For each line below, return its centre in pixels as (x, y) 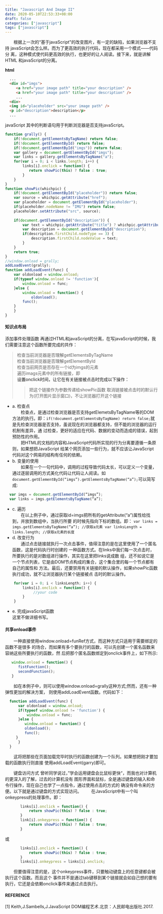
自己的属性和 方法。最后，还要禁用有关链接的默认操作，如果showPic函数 (85, 568)
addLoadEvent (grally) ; (28, 266)
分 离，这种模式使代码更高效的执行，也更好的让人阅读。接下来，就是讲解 (78, 55)
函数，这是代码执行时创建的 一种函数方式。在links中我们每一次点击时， (83, 549)
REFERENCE (17, 895)
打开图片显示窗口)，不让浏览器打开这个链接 (78, 396)
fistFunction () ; (34, 667)
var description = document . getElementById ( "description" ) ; (84, 229)
